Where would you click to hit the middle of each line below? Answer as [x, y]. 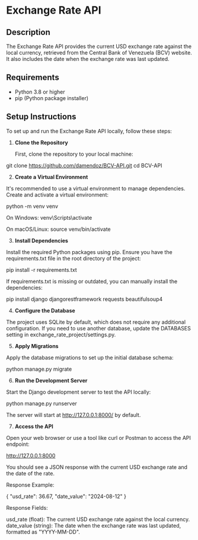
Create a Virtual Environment [51, 177]
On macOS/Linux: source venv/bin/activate [58, 229]
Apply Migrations [36, 346]
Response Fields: [27, 507]
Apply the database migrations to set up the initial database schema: [90, 357]
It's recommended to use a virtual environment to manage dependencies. [96, 188]
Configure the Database [45, 310]
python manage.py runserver [41, 403]
